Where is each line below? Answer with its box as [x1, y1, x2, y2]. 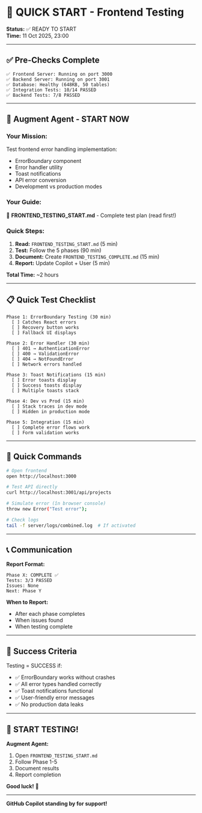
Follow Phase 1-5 [14, 758, 58, 765]
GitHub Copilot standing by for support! [6, 800, 108, 808]
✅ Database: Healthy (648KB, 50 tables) [6, 81, 110, 88]
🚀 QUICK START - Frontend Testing [6, 5, 185, 19]
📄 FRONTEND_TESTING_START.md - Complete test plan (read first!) [6, 212, 177, 219]
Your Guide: [6, 198, 42, 206]
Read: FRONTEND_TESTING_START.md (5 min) [14, 241, 118, 248]
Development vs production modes [14, 183, 102, 190]
